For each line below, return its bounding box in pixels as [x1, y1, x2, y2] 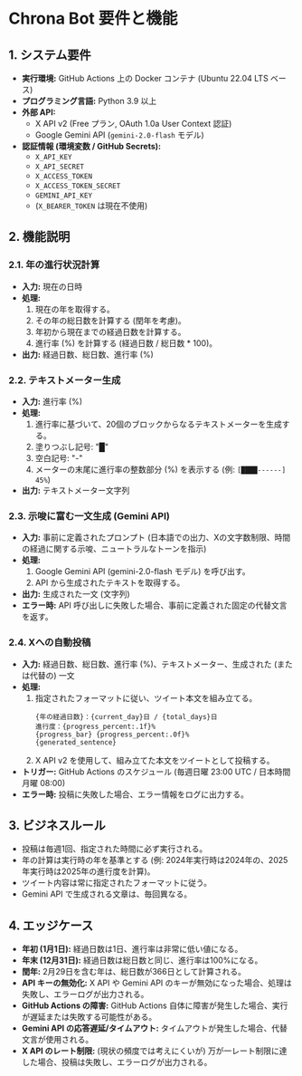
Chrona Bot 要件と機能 [8, 8, 178, 29]
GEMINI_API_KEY [34, 191, 92, 200]
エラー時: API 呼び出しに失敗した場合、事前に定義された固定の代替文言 [21, 600, 288, 611]
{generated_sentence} [34, 737, 117, 747]
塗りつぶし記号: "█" [34, 441, 109, 452]
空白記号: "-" [34, 452, 83, 463]
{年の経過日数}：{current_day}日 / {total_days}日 [34, 712, 218, 721]
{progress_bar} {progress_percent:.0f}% [34, 730, 190, 739]
